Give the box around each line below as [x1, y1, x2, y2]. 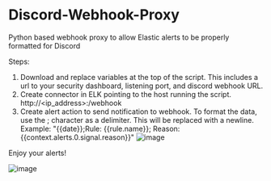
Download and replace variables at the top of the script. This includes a [19, 72, 259, 82]
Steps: [8, 57, 30, 66]
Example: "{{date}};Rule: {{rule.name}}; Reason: [19, 124, 180, 133]
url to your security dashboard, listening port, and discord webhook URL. [19, 81, 264, 90]
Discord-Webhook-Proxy [8, 6, 180, 24]
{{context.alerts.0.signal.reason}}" [19, 132, 135, 142]
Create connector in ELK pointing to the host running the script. [19, 89, 232, 99]
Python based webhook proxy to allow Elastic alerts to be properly [8, 32, 230, 42]
